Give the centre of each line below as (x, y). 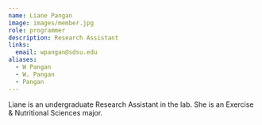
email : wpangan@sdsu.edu (56, 52)
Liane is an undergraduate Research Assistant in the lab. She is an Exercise (131, 104)
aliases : (23, 60)
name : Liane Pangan (40, 15)
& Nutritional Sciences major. (56, 112)
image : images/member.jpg (51, 23)
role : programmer (37, 30)
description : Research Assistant (64, 38)
